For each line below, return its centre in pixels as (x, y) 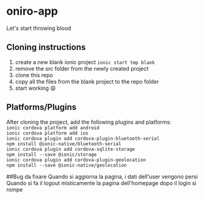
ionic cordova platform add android (53, 128)
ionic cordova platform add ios (47, 133)
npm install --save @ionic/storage (52, 154)
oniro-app (32, 11)
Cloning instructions (46, 47)
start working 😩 (35, 88)
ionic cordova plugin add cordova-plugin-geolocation (76, 160)
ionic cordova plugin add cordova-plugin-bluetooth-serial (83, 139)
